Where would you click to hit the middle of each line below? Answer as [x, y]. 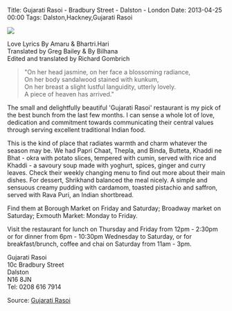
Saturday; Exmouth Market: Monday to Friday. [73, 216]
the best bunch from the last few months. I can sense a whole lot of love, [111, 115]
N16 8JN [20, 279]
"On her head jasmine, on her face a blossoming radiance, [107, 72]
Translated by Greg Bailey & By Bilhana [63, 51]
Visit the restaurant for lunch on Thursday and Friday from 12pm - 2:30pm [113, 229]
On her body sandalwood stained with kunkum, [91, 79]
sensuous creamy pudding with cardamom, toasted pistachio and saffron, [113, 187]
